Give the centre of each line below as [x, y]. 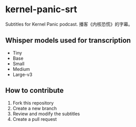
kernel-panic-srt [41, 9]
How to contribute [35, 91]
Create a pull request [35, 119]
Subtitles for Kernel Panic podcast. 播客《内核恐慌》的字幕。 [69, 24]
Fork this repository [33, 103]
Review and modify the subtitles [46, 114]
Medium [21, 69]
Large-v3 [22, 74]
